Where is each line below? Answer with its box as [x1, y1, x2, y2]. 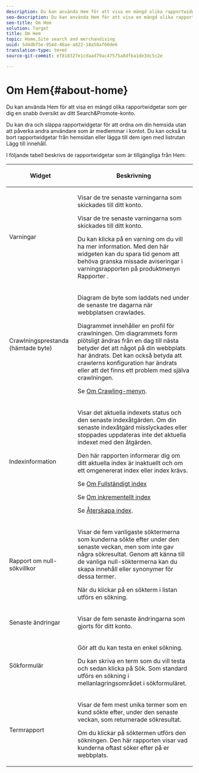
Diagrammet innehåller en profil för [77, 322, 175, 330]
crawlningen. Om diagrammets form [77, 329, 178, 337]
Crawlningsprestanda [9, 336, 69, 345]
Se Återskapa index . [77, 506, 133, 514]
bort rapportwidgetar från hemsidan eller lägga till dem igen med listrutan [6, 133, 185, 141]
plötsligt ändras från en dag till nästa [77, 336, 179, 345]
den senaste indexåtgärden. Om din [77, 416, 176, 424]
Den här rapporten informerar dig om [77, 451, 181, 460]
